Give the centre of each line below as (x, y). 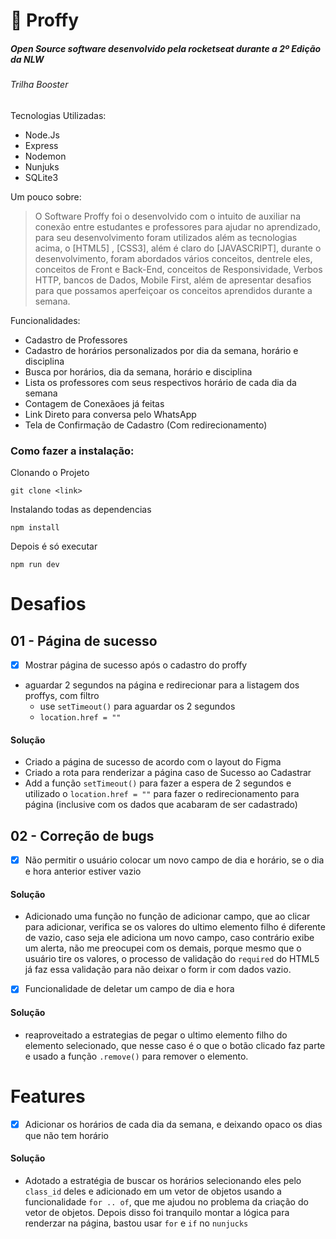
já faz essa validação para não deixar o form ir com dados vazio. (158, 970)
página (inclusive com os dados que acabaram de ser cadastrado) (161, 805)
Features (48, 1096)
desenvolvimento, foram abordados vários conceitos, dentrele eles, (173, 258)
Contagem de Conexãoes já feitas (94, 403)
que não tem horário (67, 1135)
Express (41, 145)
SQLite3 (41, 177)
